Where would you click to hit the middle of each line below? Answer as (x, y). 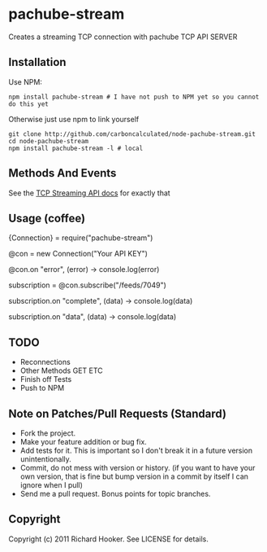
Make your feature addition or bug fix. (84, 442)
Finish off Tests (46, 379)
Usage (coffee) (47, 218)
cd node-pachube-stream (49, 141)
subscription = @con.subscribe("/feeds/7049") (87, 285)
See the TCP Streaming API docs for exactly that (89, 193)
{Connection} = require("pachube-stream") (81, 238)
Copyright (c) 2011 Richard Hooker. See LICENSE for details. (108, 539)
